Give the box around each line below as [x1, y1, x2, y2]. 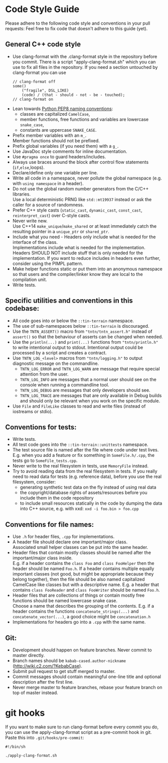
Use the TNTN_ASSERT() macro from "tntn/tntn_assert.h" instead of [12, 328, 152, 334]
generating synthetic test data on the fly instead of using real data [20, 484, 156, 491]
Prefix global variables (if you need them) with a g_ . [12, 143, 119, 149]
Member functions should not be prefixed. [12, 137, 100, 144]
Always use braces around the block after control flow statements [12, 159, 149, 165]
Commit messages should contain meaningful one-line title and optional [12, 674, 161, 680]
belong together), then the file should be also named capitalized [12, 577, 145, 583]
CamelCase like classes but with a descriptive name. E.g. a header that [12, 582, 159, 588]
